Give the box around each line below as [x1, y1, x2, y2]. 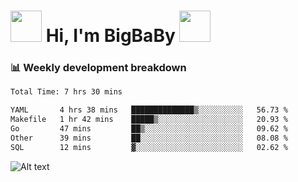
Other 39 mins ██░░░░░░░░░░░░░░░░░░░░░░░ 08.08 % [10, 133, 288, 143]
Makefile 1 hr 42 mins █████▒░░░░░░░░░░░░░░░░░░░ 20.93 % [10, 115, 288, 125]
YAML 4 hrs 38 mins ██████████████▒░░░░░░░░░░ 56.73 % [10, 105, 288, 115]
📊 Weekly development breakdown [10, 61, 187, 75]
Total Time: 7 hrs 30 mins [10, 87, 123, 97]
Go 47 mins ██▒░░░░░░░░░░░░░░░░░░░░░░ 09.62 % [10, 124, 288, 134]
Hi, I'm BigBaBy [45, 25, 176, 47]
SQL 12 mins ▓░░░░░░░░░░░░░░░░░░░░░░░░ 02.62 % [10, 142, 288, 152]
